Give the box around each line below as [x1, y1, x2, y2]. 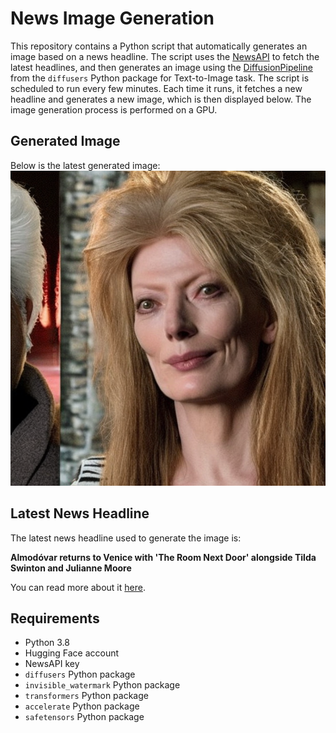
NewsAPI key [24, 658, 80, 670]
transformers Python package [24, 690, 149, 702]
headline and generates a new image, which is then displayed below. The [10, 93, 312, 105]
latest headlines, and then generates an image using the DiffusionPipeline [10, 61, 313, 73]
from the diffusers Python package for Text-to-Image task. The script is [10, 72, 310, 84]
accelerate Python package [24, 700, 140, 712]
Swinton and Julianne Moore [10, 562, 132, 574]
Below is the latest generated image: [10, 159, 161, 171]
